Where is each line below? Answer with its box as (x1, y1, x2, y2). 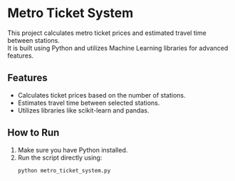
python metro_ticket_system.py (17, 167, 111, 174)
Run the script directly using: (17, 153, 103, 162)
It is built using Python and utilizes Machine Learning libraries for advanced (7, 43, 229, 52)
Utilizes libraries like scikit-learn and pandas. (17, 105, 150, 115)
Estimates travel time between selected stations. (17, 98, 160, 107)
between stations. (7, 36, 61, 44)
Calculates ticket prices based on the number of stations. (17, 90, 187, 99)
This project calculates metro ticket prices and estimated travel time (7, 29, 207, 37)
